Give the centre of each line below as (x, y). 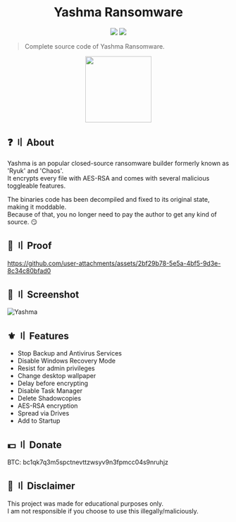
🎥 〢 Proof (30, 246)
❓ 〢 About (31, 143)
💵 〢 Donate (35, 445)
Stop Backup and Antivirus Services (69, 353)
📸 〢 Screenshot (43, 295)
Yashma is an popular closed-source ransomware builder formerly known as (118, 163)
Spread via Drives (43, 413)
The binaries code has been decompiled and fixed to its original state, (108, 199)
